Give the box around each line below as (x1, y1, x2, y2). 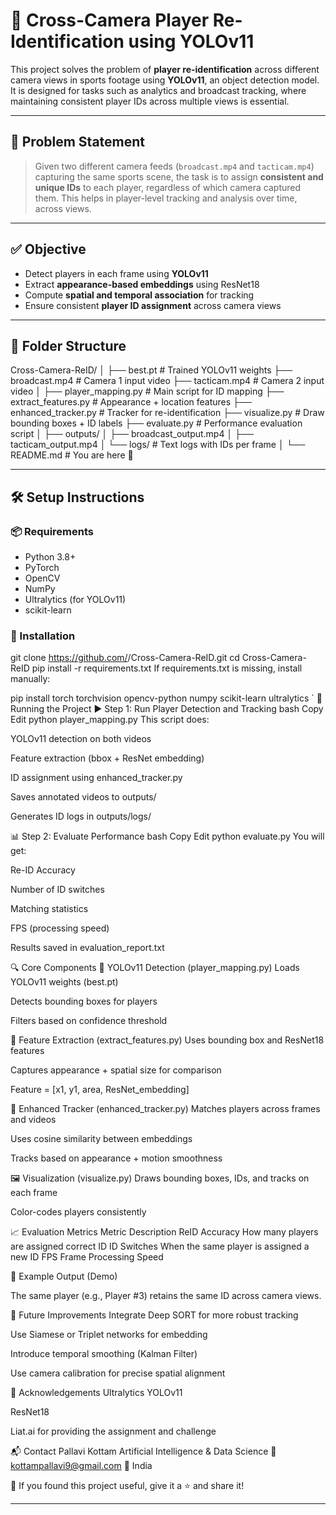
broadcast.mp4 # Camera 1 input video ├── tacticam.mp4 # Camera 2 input (10, 375, 325, 387)
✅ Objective (10, 241, 87, 258)
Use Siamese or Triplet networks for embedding (10, 1329, 208, 1341)
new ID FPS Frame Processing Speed (10, 1251, 164, 1263)
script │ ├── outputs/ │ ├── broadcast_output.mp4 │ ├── (10, 428, 254, 440)
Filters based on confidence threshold (10, 1015, 168, 1027)
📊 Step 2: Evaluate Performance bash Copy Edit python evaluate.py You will (10, 830, 325, 843)
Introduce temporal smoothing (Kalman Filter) (10, 1348, 198, 1360)
